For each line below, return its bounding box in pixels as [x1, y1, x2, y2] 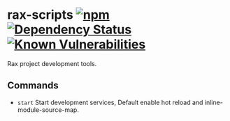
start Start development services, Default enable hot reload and [17, 98, 203, 106]
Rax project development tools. [7, 59, 97, 67]
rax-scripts [7, 7, 73, 23]
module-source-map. [17, 105, 79, 114]
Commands [7, 80, 59, 92]
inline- [204, 98, 224, 106]
